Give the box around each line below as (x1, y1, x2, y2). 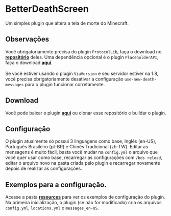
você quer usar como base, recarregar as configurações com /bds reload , (5, 154, 162, 161)
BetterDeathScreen (5, 3, 89, 15)
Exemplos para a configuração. (5, 180, 107, 189)
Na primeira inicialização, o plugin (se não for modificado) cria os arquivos (5, 200, 162, 206)
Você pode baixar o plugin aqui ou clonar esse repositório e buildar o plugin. (5, 110, 166, 116)
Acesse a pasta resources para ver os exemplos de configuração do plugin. (5, 194, 165, 200)
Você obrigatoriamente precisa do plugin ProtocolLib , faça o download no (5, 48, 162, 54)
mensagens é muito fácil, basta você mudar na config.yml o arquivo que (5, 149, 158, 155)
